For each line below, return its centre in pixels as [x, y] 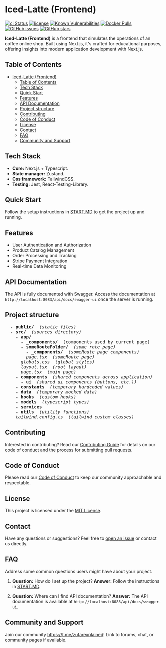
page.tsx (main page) [48, 372]
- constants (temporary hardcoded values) [70, 387]
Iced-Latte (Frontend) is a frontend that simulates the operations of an [78, 38]
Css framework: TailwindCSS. [43, 179]
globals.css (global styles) [58, 362]
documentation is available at [43, 601]
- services [29, 407]
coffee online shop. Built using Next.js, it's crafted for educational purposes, [83, 43]
